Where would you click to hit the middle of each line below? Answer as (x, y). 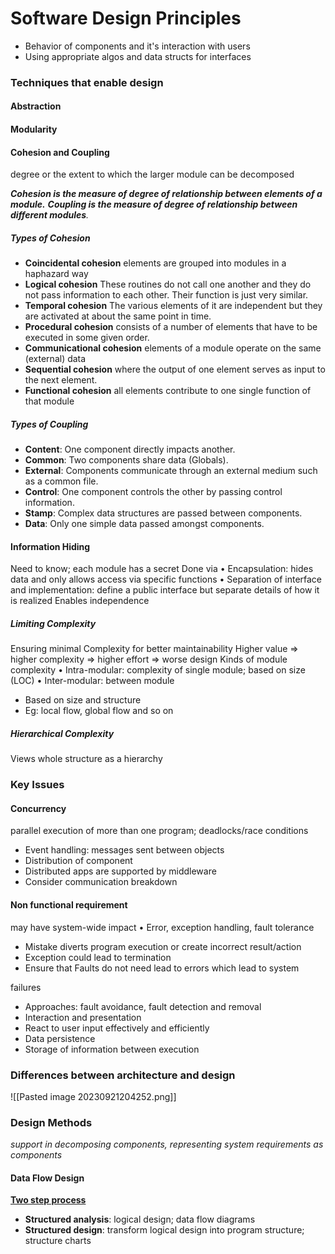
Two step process (48, 1200)
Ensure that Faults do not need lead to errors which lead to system (162, 968)
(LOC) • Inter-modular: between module (92, 681)
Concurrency (38, 808)
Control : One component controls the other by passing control (153, 492)
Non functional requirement (69, 905)
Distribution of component (78, 861)
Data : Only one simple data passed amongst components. (144, 524)
